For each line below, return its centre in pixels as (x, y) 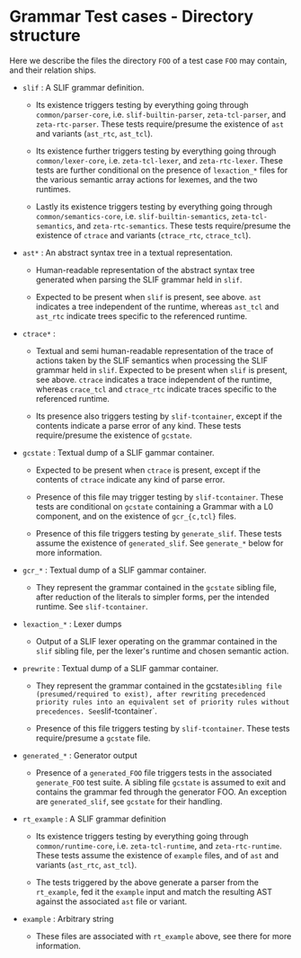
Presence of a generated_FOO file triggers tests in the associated (154, 772)
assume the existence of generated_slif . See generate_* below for (159, 543)
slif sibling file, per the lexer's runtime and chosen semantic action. (162, 651)
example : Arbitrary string (68, 918)
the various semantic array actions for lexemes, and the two (146, 179)
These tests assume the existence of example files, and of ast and (157, 855)
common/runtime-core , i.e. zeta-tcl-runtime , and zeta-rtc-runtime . (159, 846)
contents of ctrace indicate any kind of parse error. (130, 479)
